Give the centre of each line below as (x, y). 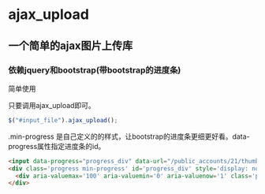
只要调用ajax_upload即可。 (52, 105)
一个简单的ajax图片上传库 (71, 45)
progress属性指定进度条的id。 (57, 146)
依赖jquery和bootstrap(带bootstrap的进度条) (95, 70)
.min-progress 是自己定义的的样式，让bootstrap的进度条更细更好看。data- (129, 136)
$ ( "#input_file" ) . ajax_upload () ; (63, 120)
